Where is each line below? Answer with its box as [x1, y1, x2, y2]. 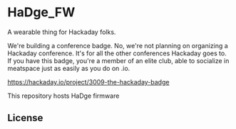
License [7, 112, 43, 124]
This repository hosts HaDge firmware [7, 91, 120, 100]
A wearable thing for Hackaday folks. [7, 28, 116, 36]
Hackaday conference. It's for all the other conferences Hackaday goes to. [7, 49, 227, 57]
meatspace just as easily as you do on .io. [7, 64, 130, 72]
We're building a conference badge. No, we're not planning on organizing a [7, 41, 228, 50]
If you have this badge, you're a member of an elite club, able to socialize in [7, 56, 230, 64]
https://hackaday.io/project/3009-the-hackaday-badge [7, 77, 170, 86]
